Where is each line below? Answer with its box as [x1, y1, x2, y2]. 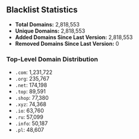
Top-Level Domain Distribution [6, 55, 99, 63]
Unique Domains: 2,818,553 [15, 27, 86, 34]
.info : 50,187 [15, 120, 48, 127]
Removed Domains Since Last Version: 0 [15, 40, 120, 47]
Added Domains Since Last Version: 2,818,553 [15, 33, 133, 41]
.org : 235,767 [15, 75, 50, 82]
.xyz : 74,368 [15, 100, 47, 108]
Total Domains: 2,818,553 [15, 20, 80, 28]
